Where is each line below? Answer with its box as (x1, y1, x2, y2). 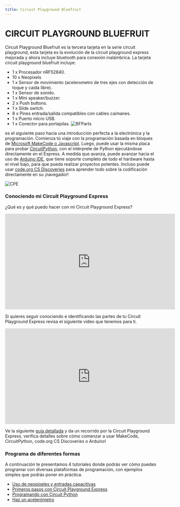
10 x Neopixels (12, 74, 42, 80)
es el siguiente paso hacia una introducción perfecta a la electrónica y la (5, 130, 150, 136)
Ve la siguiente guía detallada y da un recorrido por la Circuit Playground (5, 428, 150, 434)
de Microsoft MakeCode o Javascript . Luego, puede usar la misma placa (5, 140, 150, 146)
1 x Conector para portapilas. (12, 121, 70, 126)
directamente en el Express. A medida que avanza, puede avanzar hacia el (5, 151, 154, 157)
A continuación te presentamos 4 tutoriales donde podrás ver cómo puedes (5, 461, 157, 467)
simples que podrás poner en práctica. (5, 472, 82, 478)
